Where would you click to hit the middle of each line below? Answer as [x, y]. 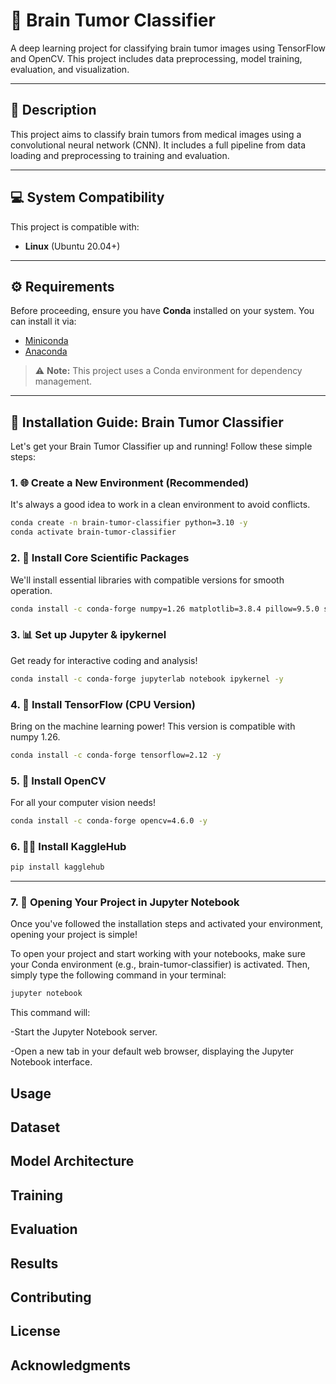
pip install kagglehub [57, 867]
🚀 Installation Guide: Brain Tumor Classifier [147, 422]
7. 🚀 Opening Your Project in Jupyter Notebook [125, 902]
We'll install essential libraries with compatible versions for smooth [147, 580]
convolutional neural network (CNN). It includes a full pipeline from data [158, 145]
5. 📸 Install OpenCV [58, 781]
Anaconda [46, 351]
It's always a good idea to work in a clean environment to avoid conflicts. [160, 505]
